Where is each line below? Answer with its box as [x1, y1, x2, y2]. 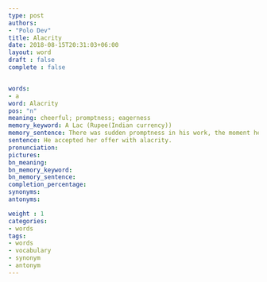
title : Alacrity [8, 33, 62, 42]
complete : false [8, 64, 66, 71]
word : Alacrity [8, 99, 59, 107]
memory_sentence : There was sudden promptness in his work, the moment [8, 129, 250, 137]
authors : [8, 19, 37, 27]
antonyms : [8, 195, 41, 203]
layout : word [8, 48, 52, 56]
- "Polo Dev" [8, 26, 52, 34]
